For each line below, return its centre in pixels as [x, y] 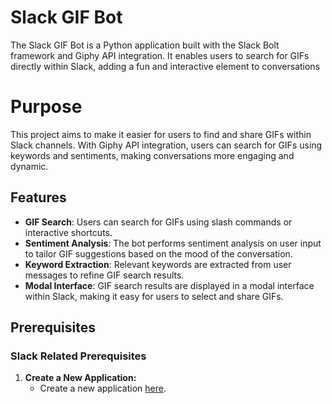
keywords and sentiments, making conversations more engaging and [152, 155]
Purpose [46, 107]
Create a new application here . [103, 388]
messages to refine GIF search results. [104, 275]
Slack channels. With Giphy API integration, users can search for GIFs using [166, 145]
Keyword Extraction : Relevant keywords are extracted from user [158, 264]
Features [38, 197]
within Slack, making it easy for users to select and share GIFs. [154, 296]
